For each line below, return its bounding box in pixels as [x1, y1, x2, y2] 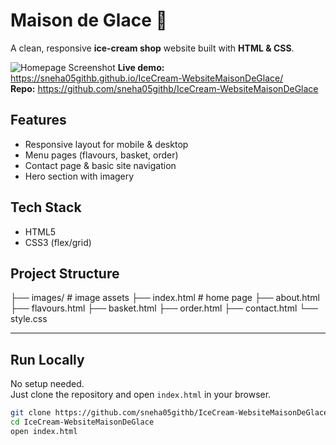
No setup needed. [10, 378, 85, 390]
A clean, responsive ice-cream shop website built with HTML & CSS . [10, 42, 295, 54]
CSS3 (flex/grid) [24, 236, 92, 248]
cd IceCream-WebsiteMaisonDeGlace [10, 417, 155, 428]
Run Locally [10, 351, 85, 368]
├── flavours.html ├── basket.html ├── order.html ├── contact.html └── [10, 302, 319, 314]
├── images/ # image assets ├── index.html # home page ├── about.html [10, 292, 320, 304]
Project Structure [10, 265, 120, 282]
